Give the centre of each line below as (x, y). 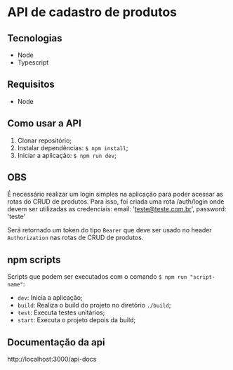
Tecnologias (35, 38)
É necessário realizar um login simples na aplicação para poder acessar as (115, 194)
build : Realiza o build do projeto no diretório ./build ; (94, 305)
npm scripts (34, 259)
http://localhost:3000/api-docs (52, 359)
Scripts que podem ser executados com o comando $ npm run (97, 277)
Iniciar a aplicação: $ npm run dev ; (67, 155)
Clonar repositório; (45, 140)
